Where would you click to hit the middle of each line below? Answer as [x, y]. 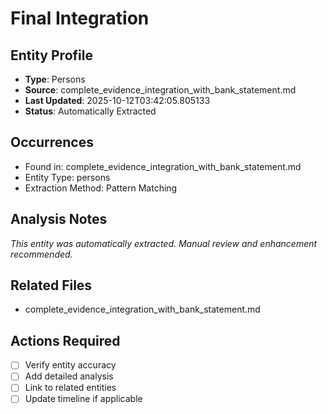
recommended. [41, 254]
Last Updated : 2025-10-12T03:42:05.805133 [117, 100]
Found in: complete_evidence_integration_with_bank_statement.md [163, 166]
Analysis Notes [59, 219]
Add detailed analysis [69, 376]
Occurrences [52, 142]
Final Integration [80, 18]
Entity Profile [51, 55]
